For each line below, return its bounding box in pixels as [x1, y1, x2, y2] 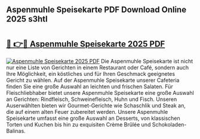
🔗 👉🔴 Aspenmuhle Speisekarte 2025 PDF [6, 39, 165, 49]
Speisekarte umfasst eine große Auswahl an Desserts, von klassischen [6, 115, 180, 122]
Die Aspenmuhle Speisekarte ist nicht [101, 58, 193, 64]
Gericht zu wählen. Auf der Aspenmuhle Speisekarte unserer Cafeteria [6, 77, 180, 84]
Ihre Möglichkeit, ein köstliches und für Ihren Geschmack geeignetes [6, 70, 175, 77]
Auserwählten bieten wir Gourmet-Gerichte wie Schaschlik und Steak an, [6, 102, 186, 109]
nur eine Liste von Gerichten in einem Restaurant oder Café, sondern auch [6, 64, 189, 71]
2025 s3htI [6, 14, 48, 24]
